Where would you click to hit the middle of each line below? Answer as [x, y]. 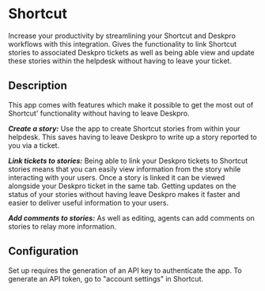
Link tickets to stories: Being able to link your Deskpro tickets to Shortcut [128, 161]
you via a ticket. [34, 145]
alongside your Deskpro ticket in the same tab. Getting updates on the [122, 186]
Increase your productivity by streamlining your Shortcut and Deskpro [122, 36]
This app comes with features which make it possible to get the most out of [131, 104]
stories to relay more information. [62, 226]
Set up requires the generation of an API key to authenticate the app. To [125, 270]
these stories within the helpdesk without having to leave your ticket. [120, 61]
